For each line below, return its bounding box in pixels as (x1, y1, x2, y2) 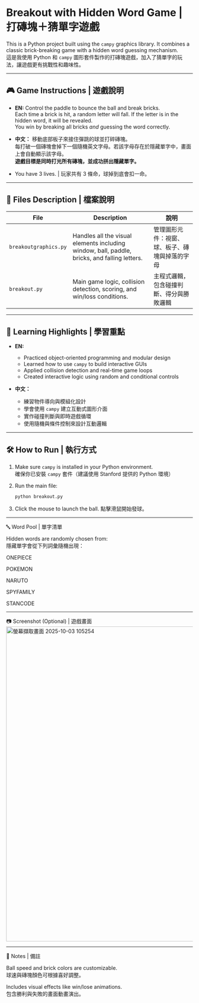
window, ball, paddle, (72, 246, 132, 255)
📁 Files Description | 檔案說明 (6, 195, 115, 205)
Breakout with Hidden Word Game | (6, 6, 183, 20)
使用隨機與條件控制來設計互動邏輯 (23, 420, 107, 427)
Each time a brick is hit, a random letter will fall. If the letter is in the (14, 110, 179, 118)
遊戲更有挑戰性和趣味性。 (21, 61, 84, 68)
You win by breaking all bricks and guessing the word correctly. (14, 123, 171, 130)
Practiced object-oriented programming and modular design (23, 354, 171, 361)
